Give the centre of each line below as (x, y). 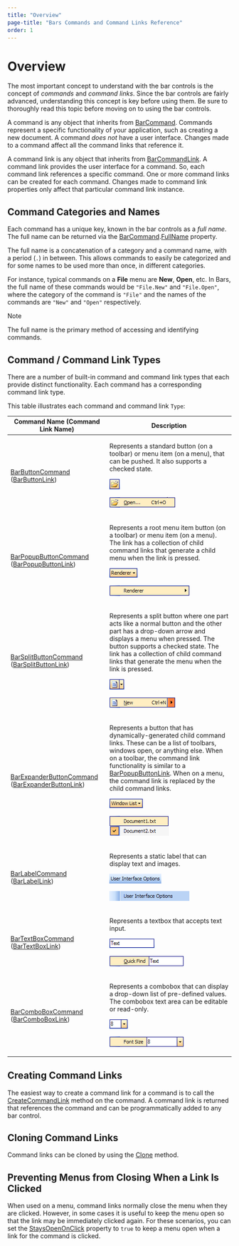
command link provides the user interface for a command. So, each (106, 167)
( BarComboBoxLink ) (40, 1019)
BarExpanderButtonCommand (54, 777)
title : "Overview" (34, 15)
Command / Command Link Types (84, 360)
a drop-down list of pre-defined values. (168, 994)
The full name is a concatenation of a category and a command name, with (117, 250)
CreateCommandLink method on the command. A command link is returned (118, 1100)
